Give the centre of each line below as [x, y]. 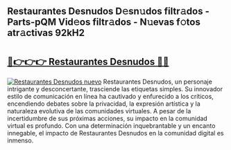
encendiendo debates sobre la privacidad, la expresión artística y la [104, 104]
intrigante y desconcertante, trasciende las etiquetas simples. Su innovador [115, 89]
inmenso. [20, 140]
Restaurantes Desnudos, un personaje [158, 82]
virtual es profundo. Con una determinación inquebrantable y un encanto [111, 126]
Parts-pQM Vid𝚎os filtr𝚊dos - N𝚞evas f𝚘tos [104, 22]
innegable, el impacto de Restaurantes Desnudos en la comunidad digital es [115, 133]
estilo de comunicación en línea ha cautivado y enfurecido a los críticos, [110, 96]
